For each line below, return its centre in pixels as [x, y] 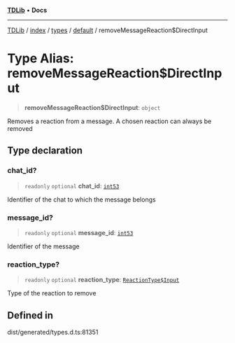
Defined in [30, 315]
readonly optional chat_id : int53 [72, 185]
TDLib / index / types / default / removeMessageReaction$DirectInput [108, 30]
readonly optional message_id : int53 [79, 232]
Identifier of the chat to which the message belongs [81, 199]
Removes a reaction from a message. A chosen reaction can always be [109, 121]
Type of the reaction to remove [52, 293]
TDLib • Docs [27, 10]
